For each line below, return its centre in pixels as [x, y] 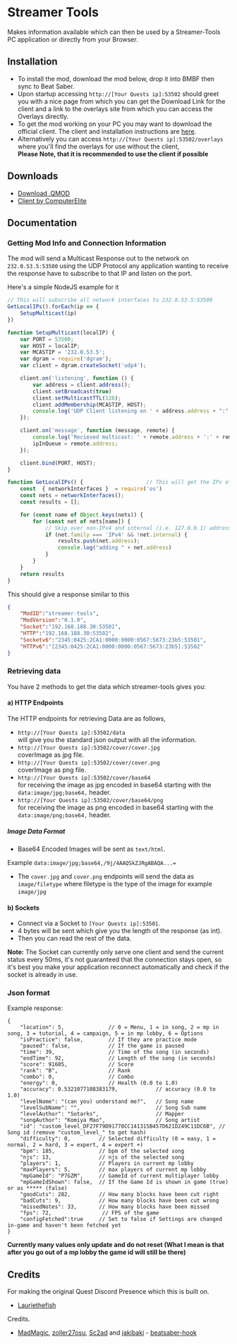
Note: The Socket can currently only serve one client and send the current [116, 952]
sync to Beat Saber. [46, 86]
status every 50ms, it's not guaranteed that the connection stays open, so [115, 960]
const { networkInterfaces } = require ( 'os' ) [91, 489]
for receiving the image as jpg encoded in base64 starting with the [114, 785]
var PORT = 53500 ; [47, 339]
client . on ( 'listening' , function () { [77, 378]
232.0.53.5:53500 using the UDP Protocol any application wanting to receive [118, 266]
